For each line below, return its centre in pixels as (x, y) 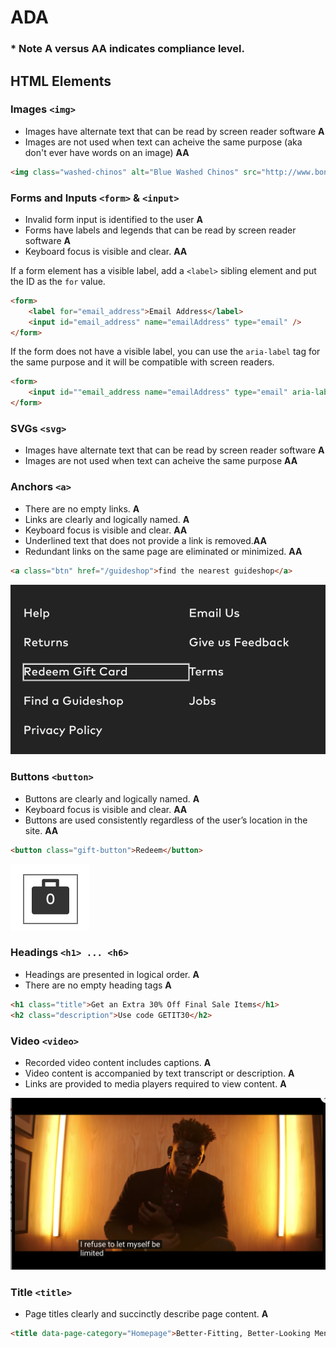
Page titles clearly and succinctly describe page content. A (146, 1314)
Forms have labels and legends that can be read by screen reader (160, 230)
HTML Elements (61, 81)
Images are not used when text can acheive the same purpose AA (161, 461)
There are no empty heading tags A (98, 985)
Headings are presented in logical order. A (112, 974)
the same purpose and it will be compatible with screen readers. (142, 362)
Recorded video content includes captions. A (118, 1062)
